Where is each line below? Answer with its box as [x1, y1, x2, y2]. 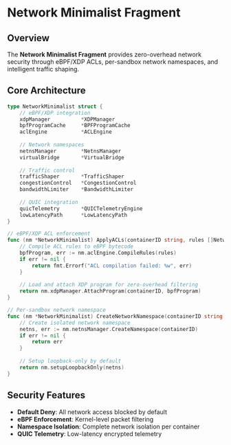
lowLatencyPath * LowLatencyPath [19, 212, 128, 218]
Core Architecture [7, 84, 86, 97]
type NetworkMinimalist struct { [7, 103, 103, 110]
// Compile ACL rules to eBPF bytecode [19, 243, 134, 250]
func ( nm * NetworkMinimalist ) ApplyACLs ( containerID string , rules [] [7, 237, 214, 244]
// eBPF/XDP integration [19, 109, 91, 116]
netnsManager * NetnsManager [19, 148, 122, 155]
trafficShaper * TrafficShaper [19, 173, 125, 180]
